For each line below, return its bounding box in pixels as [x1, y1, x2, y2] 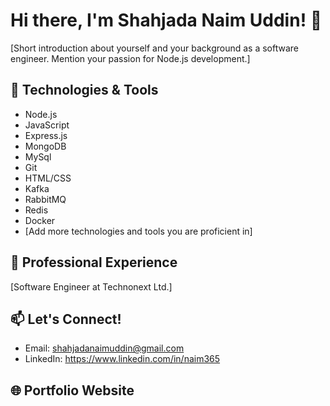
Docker [24, 214, 56, 226]
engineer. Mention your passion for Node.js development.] [10, 52, 251, 64]
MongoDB [24, 140, 67, 152]
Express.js [24, 129, 68, 141]
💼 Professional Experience [10, 254, 178, 271]
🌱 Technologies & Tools [10, 82, 159, 99]
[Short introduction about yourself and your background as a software [10, 42, 300, 54]
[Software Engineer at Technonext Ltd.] [10, 280, 173, 293]
